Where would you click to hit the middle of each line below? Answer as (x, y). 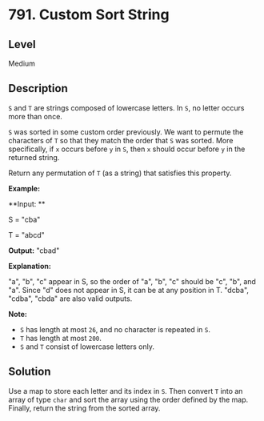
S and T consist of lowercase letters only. (87, 347)
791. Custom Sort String (89, 15)
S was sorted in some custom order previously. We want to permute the (126, 132)
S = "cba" (24, 219)
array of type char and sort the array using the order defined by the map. (128, 399)
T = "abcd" (27, 235)
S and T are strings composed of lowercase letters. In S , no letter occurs (126, 108)
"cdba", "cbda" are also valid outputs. (70, 299)
